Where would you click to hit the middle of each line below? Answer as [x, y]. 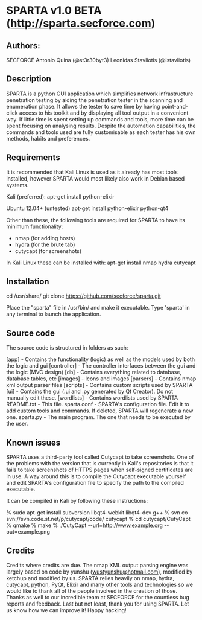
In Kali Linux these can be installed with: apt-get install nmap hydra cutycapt [101, 263]
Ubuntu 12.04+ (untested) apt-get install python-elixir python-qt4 [87, 208]
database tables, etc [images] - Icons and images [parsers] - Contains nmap [101, 379]
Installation [28, 282]
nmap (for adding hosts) [45, 238]
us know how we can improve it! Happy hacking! [66, 610]
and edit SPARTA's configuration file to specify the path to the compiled [95, 483]
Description [29, 79]
